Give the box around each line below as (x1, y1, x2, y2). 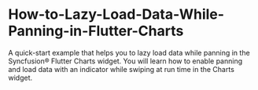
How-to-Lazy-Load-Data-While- (8, 5, 225, 23)
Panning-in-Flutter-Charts (8, 22, 184, 40)
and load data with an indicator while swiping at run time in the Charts (8, 64, 234, 74)
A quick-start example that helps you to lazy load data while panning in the (8, 48, 250, 57)
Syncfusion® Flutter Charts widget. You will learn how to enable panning (8, 56, 243, 66)
